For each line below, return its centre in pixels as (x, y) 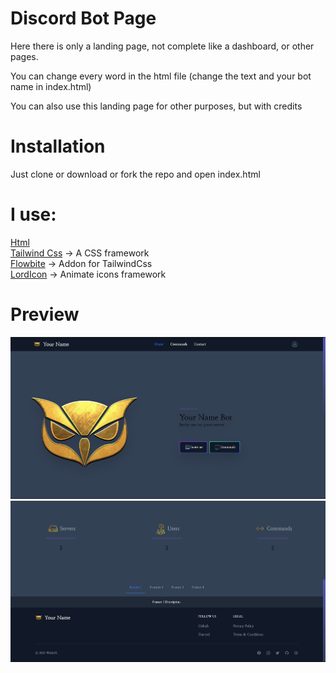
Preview (45, 314)
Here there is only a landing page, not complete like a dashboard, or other (162, 46)
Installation (58, 146)
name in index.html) (51, 86)
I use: (33, 214)
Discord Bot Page (83, 18)
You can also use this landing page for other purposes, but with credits (156, 106)
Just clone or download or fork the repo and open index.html (135, 174)
